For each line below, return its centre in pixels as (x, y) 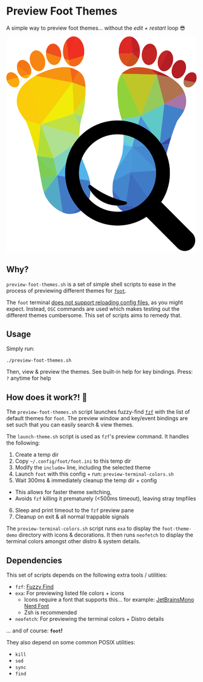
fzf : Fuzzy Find (34, 587)
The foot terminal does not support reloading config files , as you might (95, 302)
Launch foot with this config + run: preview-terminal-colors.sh (94, 474)
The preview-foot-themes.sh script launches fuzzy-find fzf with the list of (98, 412)
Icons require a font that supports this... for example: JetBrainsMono (109, 600)
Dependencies (34, 561)
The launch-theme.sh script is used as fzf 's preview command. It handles (98, 437)
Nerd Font (37, 606)
